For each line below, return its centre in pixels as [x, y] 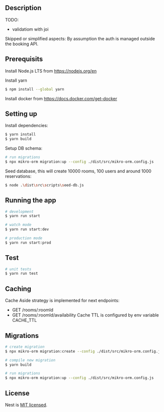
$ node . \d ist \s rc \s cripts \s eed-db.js [44, 185]
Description [23, 8]
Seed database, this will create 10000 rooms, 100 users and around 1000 [78, 171]
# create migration [25, 347]
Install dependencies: [27, 126]
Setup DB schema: [24, 149]
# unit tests [18, 269]
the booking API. [22, 44]
